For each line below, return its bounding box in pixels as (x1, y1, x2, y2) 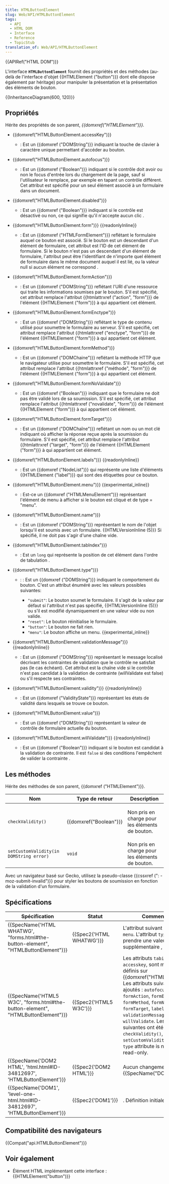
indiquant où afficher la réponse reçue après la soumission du (20, 431, 148, 437)
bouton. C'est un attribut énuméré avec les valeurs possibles (20, 582, 146, 588)
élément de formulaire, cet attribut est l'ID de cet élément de (20, 243, 145, 249)
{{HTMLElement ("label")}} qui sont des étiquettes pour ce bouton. (20, 472, 158, 478)
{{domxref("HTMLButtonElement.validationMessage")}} (12, 639, 128, 645)
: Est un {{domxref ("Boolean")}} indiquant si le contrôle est (20, 207, 143, 213)
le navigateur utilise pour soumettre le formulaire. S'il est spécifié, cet (20, 360, 164, 366)
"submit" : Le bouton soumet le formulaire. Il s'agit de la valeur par (27, 597, 164, 603)
